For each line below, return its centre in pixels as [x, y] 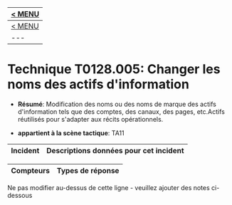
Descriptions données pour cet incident [115, 150]
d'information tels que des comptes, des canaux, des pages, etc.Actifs [121, 111]
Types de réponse [88, 170]
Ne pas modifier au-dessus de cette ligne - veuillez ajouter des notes [109, 187]
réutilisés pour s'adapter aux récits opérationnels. [90, 119]
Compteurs [31, 170]
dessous [20, 195]
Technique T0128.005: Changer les [114, 69]
